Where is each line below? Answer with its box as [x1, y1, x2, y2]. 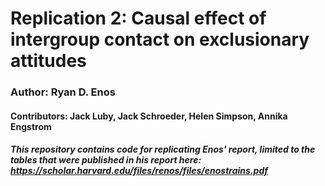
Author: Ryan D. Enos [10, 85, 116, 99]
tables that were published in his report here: [10, 154, 202, 166]
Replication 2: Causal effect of [10, 7, 267, 30]
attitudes [10, 50, 87, 72]
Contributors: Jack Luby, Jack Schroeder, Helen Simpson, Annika [10, 110, 288, 122]
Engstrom [10, 120, 52, 132]
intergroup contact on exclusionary [10, 28, 310, 51]
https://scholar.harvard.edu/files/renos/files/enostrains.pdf [10, 165, 268, 177]
